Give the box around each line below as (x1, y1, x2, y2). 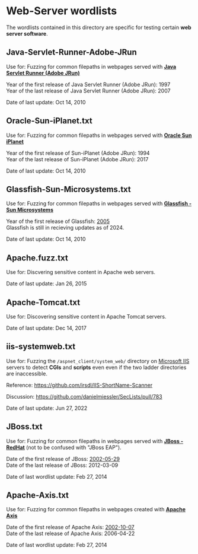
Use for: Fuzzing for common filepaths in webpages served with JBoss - (6, 437, 184, 444)
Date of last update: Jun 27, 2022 (6, 405, 88, 412)
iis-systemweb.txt (6, 342, 76, 352)
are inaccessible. (6, 370, 48, 377)
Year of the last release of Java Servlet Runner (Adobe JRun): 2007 (6, 87, 171, 94)
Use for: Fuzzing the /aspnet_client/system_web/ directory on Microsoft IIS (6, 357, 190, 364)
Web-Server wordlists (6, 4, 117, 18)
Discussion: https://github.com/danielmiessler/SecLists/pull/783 (6, 393, 162, 400)
